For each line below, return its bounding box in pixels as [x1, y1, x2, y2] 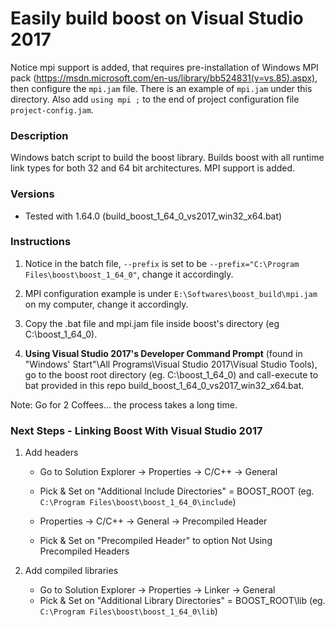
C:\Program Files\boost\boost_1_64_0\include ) [39, 496, 237, 508]
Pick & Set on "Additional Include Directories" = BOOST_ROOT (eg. [39, 485, 315, 497]
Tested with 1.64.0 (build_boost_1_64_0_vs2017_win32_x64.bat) [24, 210, 283, 222]
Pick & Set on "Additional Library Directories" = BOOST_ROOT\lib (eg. [39, 595, 326, 607]
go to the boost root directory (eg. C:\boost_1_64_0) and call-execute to [24, 368, 319, 381]
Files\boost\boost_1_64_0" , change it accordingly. [24, 268, 234, 280]
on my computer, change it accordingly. [24, 298, 189, 310]
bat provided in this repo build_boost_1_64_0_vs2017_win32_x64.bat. [24, 379, 305, 391]
